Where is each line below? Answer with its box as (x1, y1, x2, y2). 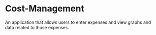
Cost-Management (5, 3, 85, 14)
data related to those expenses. (5, 24, 69, 30)
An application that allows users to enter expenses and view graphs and (5, 19, 151, 25)
